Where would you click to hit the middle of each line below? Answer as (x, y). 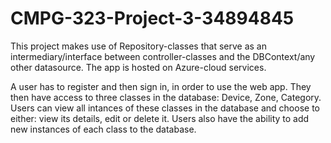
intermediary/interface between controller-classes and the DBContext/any (163, 56)
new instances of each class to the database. (103, 129)
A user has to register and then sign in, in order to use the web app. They (161, 86)
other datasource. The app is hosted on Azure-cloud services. (138, 67)
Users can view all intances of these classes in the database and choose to (165, 108)
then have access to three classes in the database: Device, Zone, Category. (166, 97)
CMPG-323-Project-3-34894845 (152, 18)
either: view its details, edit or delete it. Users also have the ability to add (160, 118)
